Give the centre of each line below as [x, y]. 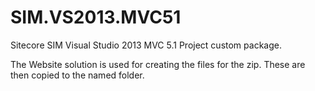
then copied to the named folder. [77, 75]
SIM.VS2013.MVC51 [96, 17]
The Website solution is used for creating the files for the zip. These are [158, 64]
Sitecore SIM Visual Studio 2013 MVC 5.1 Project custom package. [146, 45]
